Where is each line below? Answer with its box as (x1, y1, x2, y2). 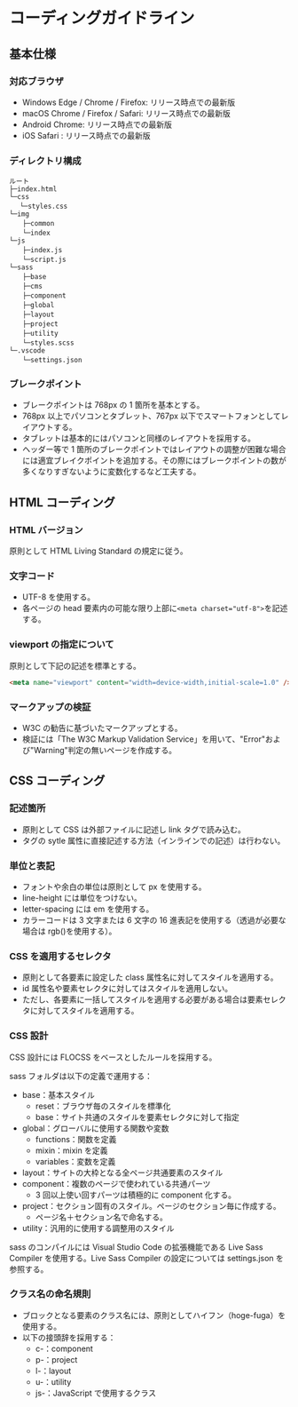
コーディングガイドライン (9, 8, 195, 28)
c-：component (35, 1343, 93, 1354)
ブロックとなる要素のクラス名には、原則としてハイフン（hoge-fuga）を (21, 1309, 286, 1320)
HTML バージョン (9, 523, 83, 536)
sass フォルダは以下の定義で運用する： (9, 1070, 153, 1081)
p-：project (35, 1354, 78, 1364)
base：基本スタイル (21, 1089, 95, 1100)
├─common (21, 219, 55, 228)
